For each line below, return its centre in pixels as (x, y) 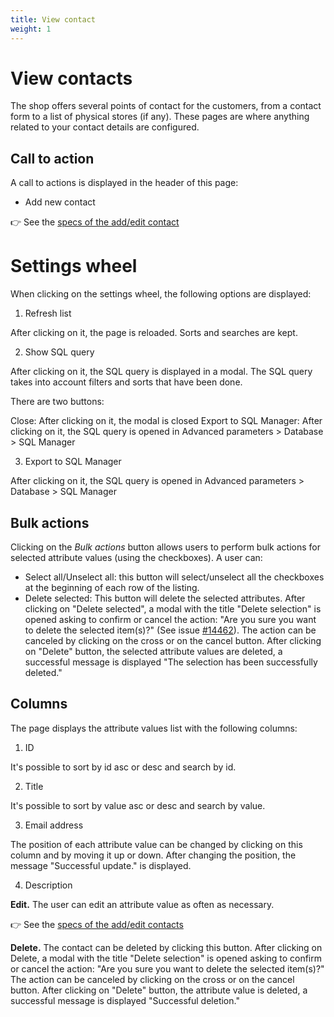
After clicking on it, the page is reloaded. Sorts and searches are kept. (154, 333)
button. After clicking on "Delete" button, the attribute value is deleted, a (159, 990)
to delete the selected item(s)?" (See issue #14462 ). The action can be (170, 630)
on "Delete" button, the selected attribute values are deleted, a (153, 651)
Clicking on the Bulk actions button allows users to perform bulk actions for (165, 547)
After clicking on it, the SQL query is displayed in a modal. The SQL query (161, 372)
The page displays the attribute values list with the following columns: (154, 728)
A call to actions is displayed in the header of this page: (124, 183)
